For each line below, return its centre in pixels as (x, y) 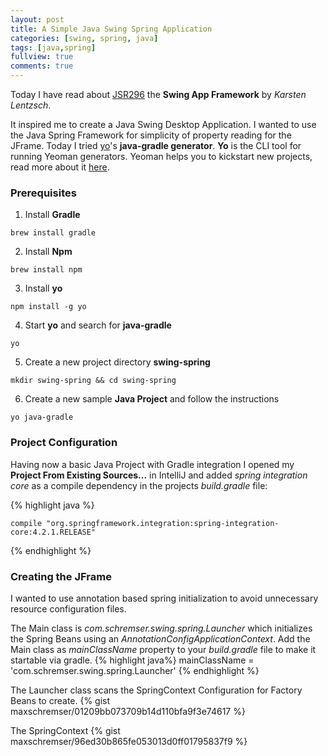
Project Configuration (64, 443)
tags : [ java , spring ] (53, 47)
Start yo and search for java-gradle (98, 325)
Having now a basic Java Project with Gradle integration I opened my (152, 464)
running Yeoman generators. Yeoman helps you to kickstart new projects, (161, 156)
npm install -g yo (48, 307)
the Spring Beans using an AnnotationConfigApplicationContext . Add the (160, 638)
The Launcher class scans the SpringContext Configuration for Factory (156, 690)
